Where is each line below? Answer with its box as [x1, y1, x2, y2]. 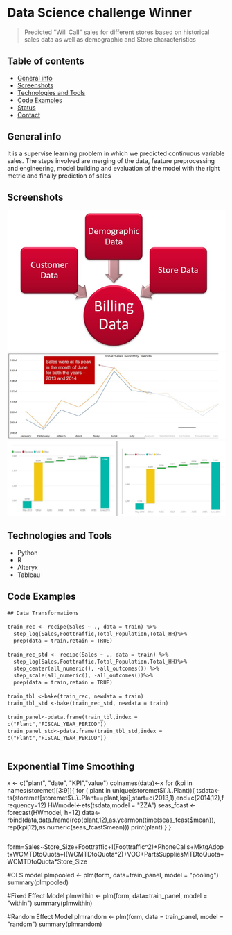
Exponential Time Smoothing [7, 760, 135, 772]
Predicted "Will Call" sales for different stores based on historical [24, 28, 210, 36]
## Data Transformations [7, 609, 79, 617]
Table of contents [7, 56, 84, 67]
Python [17, 548, 38, 557]
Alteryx [17, 563, 38, 571]
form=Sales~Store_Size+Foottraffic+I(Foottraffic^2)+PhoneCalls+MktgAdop [7, 843, 224, 851]
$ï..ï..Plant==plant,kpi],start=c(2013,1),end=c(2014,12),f [66, 793, 224, 802]
